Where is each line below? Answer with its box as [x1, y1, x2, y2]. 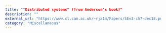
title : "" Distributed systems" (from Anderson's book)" [5, 7, 123, 12]
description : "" [5, 12, 39, 16]
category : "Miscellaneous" [5, 20, 61, 26]
